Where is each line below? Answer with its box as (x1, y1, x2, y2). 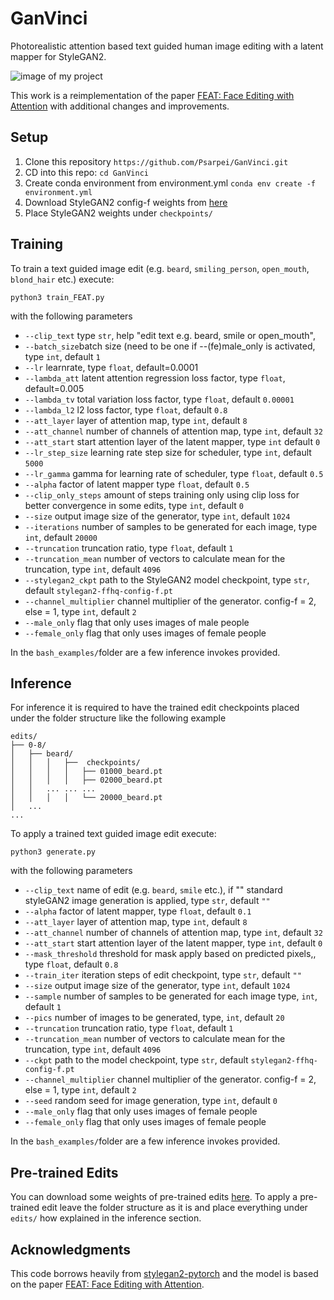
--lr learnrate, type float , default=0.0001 (24, 361, 199, 373)
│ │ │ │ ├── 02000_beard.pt (10, 775, 163, 786)
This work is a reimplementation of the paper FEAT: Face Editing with (10, 89, 295, 101)
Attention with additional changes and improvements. (10, 100, 230, 112)
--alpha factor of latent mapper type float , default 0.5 (24, 478, 250, 490)
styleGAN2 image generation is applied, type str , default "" (24, 895, 271, 907)
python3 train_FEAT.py (10, 292, 105, 302)
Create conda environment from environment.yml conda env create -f (24, 177, 317, 189)
